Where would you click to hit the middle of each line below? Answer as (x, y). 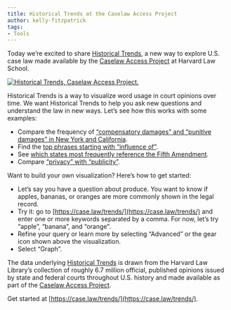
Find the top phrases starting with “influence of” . (87, 147)
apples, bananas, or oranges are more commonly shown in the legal (115, 197)
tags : (15, 27)
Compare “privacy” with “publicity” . (69, 162)
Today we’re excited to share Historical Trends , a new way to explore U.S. (113, 54)
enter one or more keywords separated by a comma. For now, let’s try (118, 219)
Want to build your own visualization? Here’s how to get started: (99, 175)
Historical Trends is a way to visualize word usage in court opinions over (112, 96)
